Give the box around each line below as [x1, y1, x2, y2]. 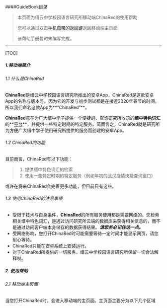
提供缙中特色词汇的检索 [24, 166, 73, 172]
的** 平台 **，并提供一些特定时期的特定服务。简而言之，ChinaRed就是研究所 [5, 121, 160, 127]
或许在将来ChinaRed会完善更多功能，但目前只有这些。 [5, 183, 117, 189]
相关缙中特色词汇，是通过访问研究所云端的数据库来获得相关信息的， [12, 218, 152, 224]
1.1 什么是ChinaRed [5, 76, 44, 81]
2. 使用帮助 [5, 267, 28, 274]
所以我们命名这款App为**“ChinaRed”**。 [5, 104, 89, 110]
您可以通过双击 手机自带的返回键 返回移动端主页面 [17, 25, 118, 31]
